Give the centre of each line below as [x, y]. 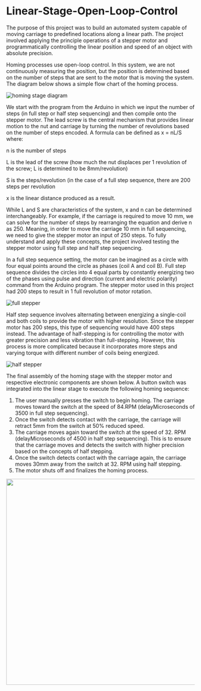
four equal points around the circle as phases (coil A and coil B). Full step [96, 265]
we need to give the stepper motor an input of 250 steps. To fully [86, 235]
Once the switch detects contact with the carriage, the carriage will [98, 419]
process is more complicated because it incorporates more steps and [92, 346]
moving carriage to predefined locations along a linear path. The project [95, 34]
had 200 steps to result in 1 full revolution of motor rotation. [79, 291]
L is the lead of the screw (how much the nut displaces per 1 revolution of [97, 162]
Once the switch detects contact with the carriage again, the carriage [100, 457]
